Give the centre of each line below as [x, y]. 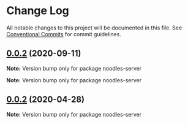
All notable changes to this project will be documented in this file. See [94, 28]
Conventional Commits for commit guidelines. [64, 34]
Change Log [38, 11]
